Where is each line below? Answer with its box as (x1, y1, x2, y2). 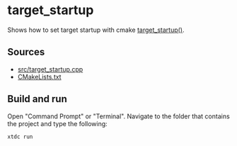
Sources (7, 46, 45, 58)
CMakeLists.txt (17, 72, 62, 81)
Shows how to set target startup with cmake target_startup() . (7, 26, 185, 34)
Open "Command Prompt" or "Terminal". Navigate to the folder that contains (7, 112, 230, 120)
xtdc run (7, 133, 33, 140)
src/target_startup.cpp (17, 64, 83, 73)
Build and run (7, 93, 67, 105)
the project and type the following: (7, 119, 108, 128)
